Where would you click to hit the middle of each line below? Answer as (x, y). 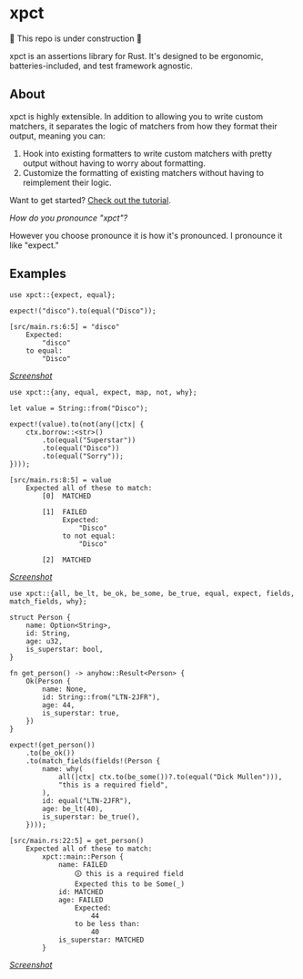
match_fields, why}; (49, 601)
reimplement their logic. (67, 182)
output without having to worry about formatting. (114, 163)
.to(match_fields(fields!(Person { (93, 761)
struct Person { (40, 617)
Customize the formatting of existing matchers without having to (143, 172)
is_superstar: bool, (65, 649)
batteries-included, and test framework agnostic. (101, 66)
